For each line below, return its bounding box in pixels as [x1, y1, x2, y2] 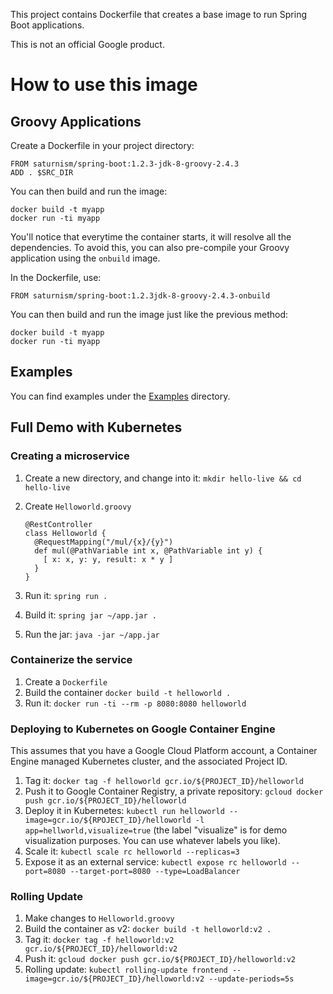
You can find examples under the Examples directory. [10, 390, 231, 402]
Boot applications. [10, 19, 85, 31]
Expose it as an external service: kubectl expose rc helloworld [24, 856, 287, 868]
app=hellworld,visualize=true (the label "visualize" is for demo [24, 824, 288, 836]
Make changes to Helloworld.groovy [24, 912, 175, 924]
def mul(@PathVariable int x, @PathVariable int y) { [34, 545, 263, 556]
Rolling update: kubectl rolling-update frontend [24, 964, 228, 976]
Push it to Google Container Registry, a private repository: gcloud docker [24, 785, 324, 798]
